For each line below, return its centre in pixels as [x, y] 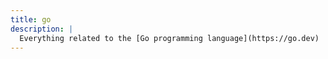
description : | [42, 29]
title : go [31, 19]
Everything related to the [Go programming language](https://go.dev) [169, 38]
